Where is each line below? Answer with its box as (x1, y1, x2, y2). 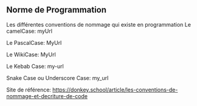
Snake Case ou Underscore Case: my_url (6, 74, 109, 81)
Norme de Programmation (6, 5, 107, 15)
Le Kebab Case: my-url (6, 62, 64, 70)
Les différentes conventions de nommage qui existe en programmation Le (6, 21, 192, 28)
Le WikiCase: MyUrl (6, 51, 56, 58)
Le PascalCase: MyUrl (6, 39, 62, 46)
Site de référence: (6, 86, 52, 93)
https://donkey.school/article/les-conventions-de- (52, 86, 178, 93)
